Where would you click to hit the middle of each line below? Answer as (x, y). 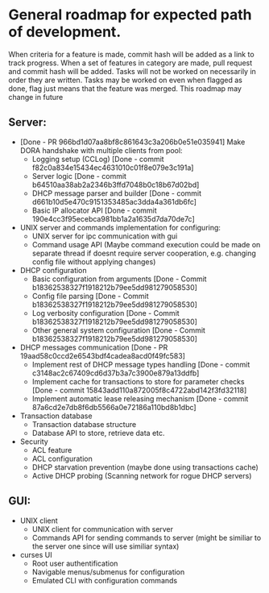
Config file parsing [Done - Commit (90, 296)
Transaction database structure (84, 424)
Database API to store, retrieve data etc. (98, 433)
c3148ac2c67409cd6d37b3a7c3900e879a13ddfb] (116, 373)
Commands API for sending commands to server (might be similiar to (147, 537)
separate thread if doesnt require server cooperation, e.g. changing (144, 253)
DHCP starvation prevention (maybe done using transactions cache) (145, 467)
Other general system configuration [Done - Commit (118, 330)
